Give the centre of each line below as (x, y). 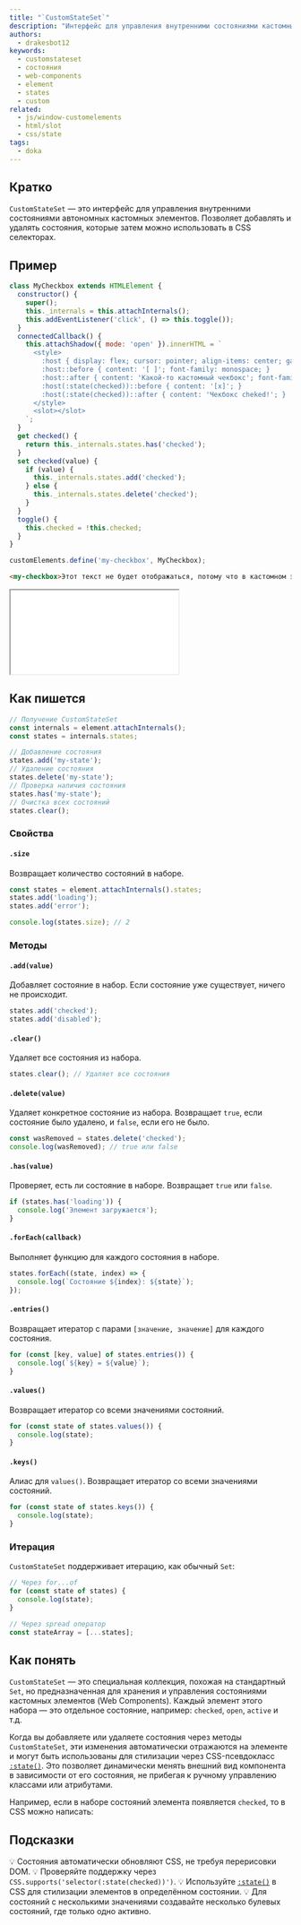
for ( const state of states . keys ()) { (82, 1507)
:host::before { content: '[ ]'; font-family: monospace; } (156, 369)
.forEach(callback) (46, 1238)
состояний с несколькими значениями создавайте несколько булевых (145, 1902)
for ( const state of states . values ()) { (86, 1426)
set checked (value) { (58, 461)
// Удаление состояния (52, 769)
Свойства (31, 833)
